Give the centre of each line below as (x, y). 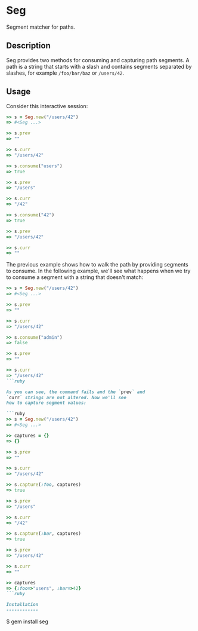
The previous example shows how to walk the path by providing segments (98, 265)
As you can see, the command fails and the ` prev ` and (76, 392)
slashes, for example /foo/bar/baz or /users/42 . (65, 73)
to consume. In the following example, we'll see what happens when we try (98, 271)
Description (28, 46)
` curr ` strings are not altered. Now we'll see (66, 397)
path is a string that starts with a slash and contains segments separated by (99, 66)
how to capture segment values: (46, 403)
